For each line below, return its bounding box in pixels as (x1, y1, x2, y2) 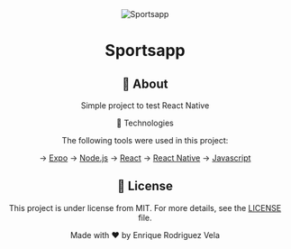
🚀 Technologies (116, 117, 174, 128)
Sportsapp (105, 41, 186, 61)
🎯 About (122, 76, 168, 91)
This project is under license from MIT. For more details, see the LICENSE (8, 202, 282, 213)
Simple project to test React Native (80, 100, 210, 111)
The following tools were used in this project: (61, 135, 229, 145)
